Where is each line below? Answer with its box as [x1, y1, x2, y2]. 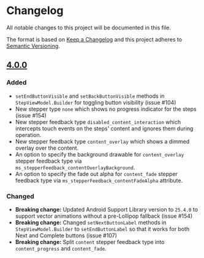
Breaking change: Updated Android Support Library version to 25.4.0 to [15, 205, 198, 213]
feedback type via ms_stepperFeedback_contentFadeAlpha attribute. [15, 177, 183, 184]
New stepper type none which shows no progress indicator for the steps [15, 105, 197, 112]
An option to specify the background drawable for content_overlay [15, 150, 184, 158]
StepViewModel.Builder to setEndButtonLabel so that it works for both [15, 225, 190, 232]
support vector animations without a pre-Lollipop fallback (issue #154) [15, 212, 193, 219]
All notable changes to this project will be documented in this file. [6, 24, 172, 31]
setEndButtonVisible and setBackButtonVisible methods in [15, 92, 165, 100]
